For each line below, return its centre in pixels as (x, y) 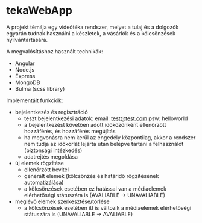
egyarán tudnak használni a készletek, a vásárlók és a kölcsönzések (91, 33)
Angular (25, 63)
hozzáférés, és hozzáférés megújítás (70, 131)
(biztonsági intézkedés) (53, 150)
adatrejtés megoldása (51, 156)
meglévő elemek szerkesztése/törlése (62, 201)
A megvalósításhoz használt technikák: (55, 51)
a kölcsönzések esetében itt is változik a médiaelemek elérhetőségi (108, 207)
